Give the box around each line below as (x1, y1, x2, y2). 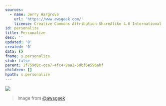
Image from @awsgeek (17, 95, 66, 101)
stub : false (5, 58, 30, 63)
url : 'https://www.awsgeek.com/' (14, 16, 84, 21)
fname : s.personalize (5, 53, 50, 59)
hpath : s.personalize (5, 72, 50, 77)
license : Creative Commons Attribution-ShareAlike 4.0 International (14, 21, 162, 26)
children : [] (5, 68, 32, 73)
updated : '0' (5, 40, 32, 45)
